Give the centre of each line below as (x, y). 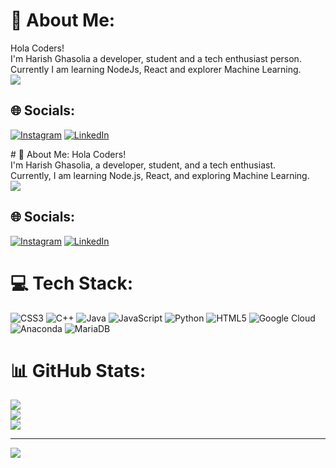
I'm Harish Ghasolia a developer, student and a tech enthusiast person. (156, 58)
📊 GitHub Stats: (78, 370)
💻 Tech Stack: (72, 283)
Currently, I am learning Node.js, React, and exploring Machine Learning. (160, 175)
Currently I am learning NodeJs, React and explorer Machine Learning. (156, 69)
